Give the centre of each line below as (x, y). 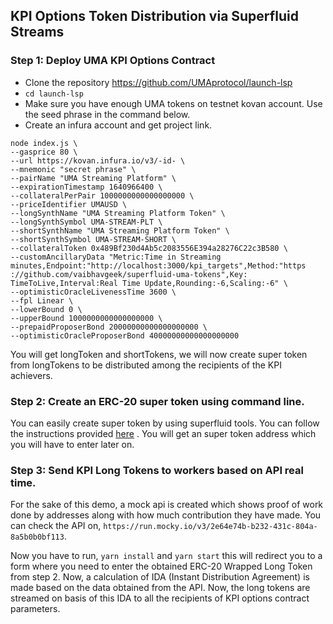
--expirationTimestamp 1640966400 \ (86, 187)
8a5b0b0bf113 (37, 537)
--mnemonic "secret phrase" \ (73, 169)
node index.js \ (44, 143)
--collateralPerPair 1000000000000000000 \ (102, 195)
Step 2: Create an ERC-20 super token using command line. (157, 401)
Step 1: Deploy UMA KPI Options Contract (113, 61)
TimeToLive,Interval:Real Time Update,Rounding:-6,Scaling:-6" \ (149, 283)
